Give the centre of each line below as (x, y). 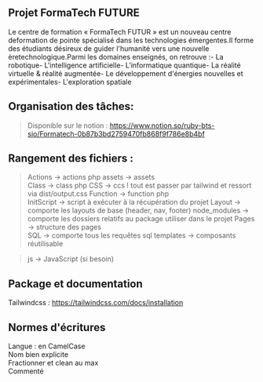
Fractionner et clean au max (53, 363)
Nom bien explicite (38, 355)
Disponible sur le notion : (68, 126)
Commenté (26, 371)
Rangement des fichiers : (71, 159)
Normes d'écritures (57, 327)
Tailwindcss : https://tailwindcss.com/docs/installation (96, 303)
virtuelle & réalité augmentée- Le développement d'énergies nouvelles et (126, 73)
